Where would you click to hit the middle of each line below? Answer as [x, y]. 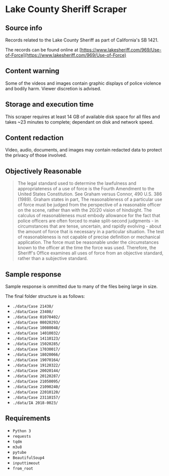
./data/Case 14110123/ [36, 339]
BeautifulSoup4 [29, 458]
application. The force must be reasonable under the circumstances [88, 242]
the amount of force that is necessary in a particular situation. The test [91, 232]
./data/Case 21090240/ [36, 387]
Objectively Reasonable [43, 171]
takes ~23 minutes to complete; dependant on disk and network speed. [79, 122]
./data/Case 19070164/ [36, 360]
